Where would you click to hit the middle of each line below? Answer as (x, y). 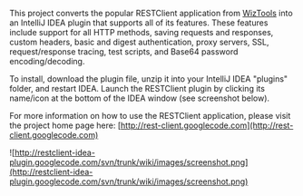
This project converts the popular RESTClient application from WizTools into (151, 13)
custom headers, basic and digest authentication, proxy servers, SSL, (139, 42)
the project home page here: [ (65, 125)
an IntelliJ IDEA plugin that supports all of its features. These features (139, 23)
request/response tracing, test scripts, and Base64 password (124, 52)
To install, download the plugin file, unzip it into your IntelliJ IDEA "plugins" (149, 79)
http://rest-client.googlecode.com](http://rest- (207, 125)
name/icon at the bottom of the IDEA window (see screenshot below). (140, 98)
